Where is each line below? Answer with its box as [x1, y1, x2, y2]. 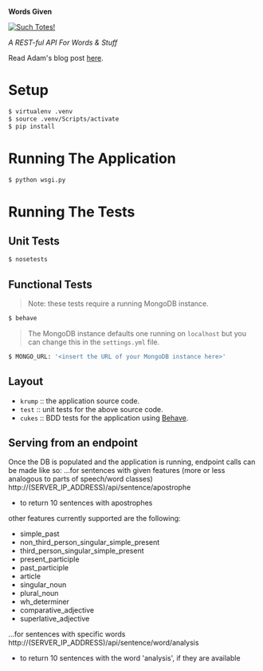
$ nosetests [8, 256, 48, 264]
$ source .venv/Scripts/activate [8, 115, 120, 123]
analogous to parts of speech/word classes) [8, 474, 153, 484]
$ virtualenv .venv [8, 107, 73, 115]
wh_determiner [19, 597, 70, 606]
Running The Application [8, 149, 177, 167]
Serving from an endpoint [8, 436, 138, 450]
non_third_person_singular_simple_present [19, 538, 160, 547]
